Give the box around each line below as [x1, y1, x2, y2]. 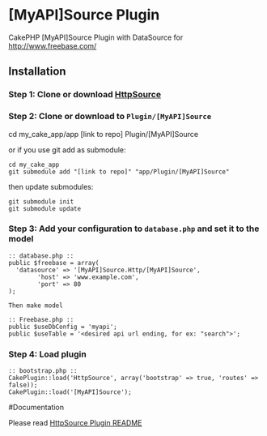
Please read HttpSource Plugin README [8, 418, 142, 428]
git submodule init [8, 197, 74, 206]
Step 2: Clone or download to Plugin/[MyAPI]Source [8, 111, 212, 122]
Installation [8, 65, 66, 79]
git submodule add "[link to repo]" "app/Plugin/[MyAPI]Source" [8, 168, 230, 176]
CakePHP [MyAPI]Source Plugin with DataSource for [8, 32, 184, 42]
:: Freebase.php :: [8, 315, 74, 323]
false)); [8, 381, 38, 390]
